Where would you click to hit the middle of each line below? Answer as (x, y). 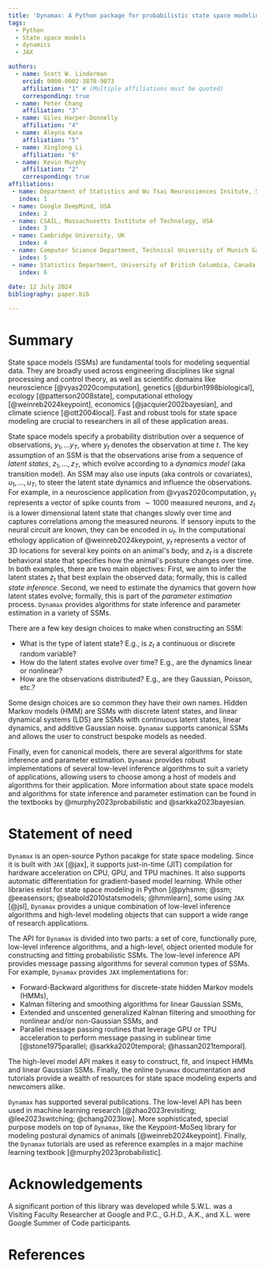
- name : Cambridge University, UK (68, 236)
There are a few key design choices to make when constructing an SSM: (126, 628)
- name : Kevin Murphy (51, 162)
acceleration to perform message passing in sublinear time (115, 1037)
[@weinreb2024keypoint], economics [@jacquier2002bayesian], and (120, 404)
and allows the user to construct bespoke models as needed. (107, 736)
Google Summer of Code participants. (70, 1223)
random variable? (48, 654)
